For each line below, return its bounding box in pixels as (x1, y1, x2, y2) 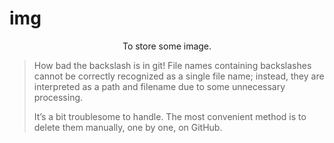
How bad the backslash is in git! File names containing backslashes (33, 59, 312, 71)
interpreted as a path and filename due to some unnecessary (33, 80, 286, 92)
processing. (33, 91, 84, 103)
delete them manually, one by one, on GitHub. (33, 121, 223, 133)
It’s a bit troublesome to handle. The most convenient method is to (33, 110, 307, 122)
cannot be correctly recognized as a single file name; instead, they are (33, 70, 325, 82)
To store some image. (122, 40, 212, 52)
